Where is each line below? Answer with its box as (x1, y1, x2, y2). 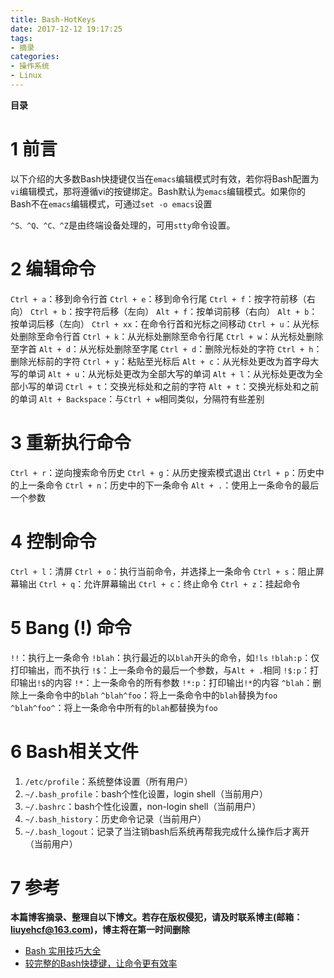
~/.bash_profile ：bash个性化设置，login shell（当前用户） (24, 787, 269, 800)
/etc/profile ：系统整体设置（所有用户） (24, 775, 193, 787)
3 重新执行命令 (10, 431, 132, 454)
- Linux (10, 71, 43, 81)
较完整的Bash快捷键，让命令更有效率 (24, 957, 178, 970)
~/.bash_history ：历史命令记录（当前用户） (24, 812, 207, 825)
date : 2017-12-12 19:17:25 (10, 24, 123, 34)
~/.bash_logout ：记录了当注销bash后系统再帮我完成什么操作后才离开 (24, 825, 310, 837)
